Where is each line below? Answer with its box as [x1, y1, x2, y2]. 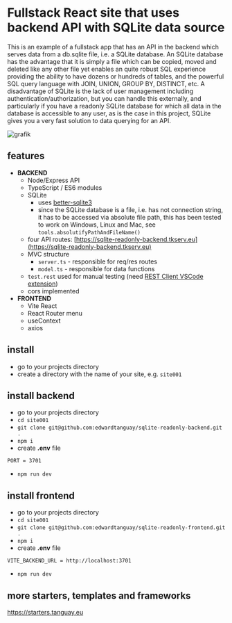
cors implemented [27, 286, 80, 295]
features [7, 150, 45, 162]
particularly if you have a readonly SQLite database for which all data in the [7, 102, 222, 110]
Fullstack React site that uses [7, 5, 180, 21]
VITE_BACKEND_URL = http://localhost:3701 [7, 558, 132, 565]
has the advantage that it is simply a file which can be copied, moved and [7, 57, 217, 65]
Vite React [27, 301, 57, 310]
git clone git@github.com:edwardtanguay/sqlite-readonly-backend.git [17, 424, 223, 432]
